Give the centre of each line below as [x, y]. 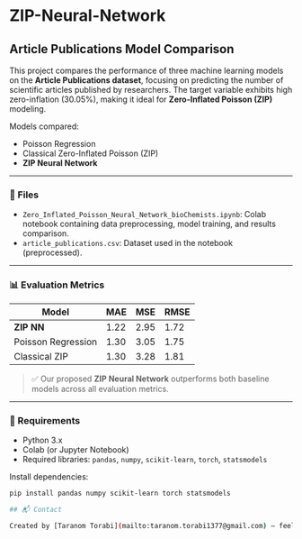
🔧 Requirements [45, 420]
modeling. [28, 109]
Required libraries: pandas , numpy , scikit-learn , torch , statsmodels [145, 459]
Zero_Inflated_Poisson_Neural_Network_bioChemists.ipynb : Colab [144, 215]
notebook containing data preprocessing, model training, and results [149, 224]
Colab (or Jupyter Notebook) [75, 449]
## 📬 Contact [36, 509]
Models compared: [44, 126]
